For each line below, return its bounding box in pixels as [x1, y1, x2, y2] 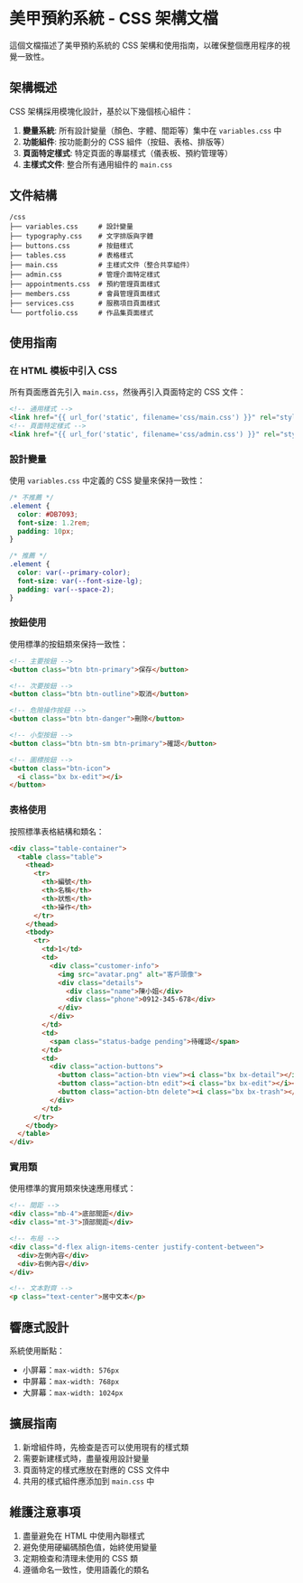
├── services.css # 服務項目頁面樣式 [9, 299, 161, 308]
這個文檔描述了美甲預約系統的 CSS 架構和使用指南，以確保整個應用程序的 [9, 40, 283, 51]
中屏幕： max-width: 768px [22, 1376, 120, 1386]
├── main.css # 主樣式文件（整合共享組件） [9, 260, 194, 269]
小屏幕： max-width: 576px [22, 1364, 120, 1375]
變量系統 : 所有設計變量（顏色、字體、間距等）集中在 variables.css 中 [22, 125, 282, 135]
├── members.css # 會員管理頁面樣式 [9, 289, 161, 298]
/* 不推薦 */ [9, 493, 54, 502]
